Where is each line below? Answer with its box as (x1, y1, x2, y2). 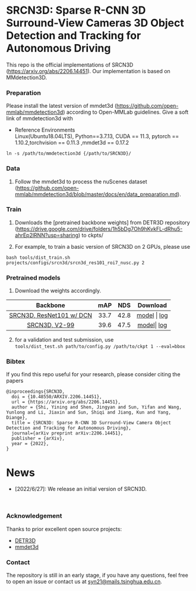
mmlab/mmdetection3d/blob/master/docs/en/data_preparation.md (14, 190, 178, 198)
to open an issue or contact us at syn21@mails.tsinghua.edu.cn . (6, 578, 162, 585)
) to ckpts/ (78, 232, 104, 239)
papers (6, 377, 24, 384)
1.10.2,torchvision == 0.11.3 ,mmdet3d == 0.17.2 (14, 139, 129, 146)
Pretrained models (6, 273, 61, 282)
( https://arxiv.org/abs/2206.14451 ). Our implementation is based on (6, 67, 170, 74)
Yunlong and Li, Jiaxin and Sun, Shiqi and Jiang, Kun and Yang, (6, 409, 171, 415)
